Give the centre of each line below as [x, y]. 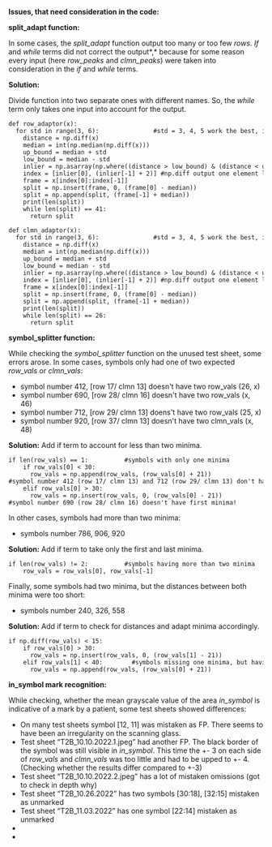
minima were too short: [47, 595]
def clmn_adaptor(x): [45, 230]
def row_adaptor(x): [43, 124]
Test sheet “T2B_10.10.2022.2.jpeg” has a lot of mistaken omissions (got [140, 776]
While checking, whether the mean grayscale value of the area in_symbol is [134, 700]
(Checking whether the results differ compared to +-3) [111, 767]
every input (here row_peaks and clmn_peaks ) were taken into [113, 60]
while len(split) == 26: [65, 316]
